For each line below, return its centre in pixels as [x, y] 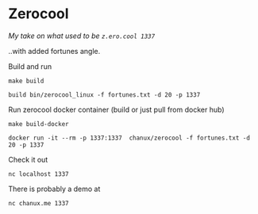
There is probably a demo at [54, 189]
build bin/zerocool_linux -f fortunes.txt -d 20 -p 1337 [104, 95]
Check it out [28, 159]
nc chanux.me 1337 [39, 203]
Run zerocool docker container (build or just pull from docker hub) [116, 109]
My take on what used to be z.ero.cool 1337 [82, 36]
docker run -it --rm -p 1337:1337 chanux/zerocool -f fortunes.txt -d [129, 138]
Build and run [30, 66]
